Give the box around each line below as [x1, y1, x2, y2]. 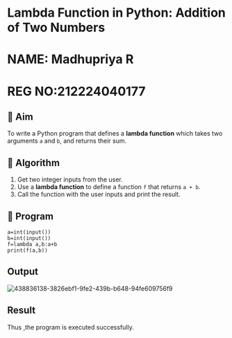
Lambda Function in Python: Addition [7, 5, 226, 21]
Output [7, 266, 38, 277]
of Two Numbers [7, 19, 106, 35]
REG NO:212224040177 [7, 83, 146, 99]
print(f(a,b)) [7, 247, 49, 254]
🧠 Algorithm [7, 156, 60, 168]
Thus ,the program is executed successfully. [7, 323, 134, 331]
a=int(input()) [7, 229, 51, 236]
